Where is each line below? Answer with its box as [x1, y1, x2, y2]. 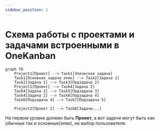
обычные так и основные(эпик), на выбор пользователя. [5, 120, 126, 126]
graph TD [5, 66, 23, 71]
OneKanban [5, 50, 56, 61]
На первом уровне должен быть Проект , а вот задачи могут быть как [5, 114, 155, 120]
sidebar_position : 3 [5, 7, 48, 12]
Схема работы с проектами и [5, 28, 135, 40]
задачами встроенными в [5, 39, 119, 50]
